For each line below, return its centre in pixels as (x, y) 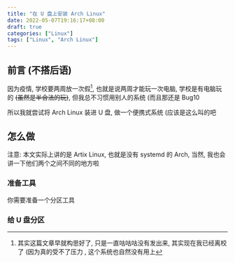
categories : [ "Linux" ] (40, 33)
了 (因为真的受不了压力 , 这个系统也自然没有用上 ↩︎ (90, 252)
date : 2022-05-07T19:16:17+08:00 (56, 20)
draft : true (24, 27)
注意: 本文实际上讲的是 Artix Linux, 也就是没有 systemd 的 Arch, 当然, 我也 (113, 154)
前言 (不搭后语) (40, 70)
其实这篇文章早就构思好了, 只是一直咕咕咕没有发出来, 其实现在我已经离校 (122, 243)
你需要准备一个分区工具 (41, 200)
